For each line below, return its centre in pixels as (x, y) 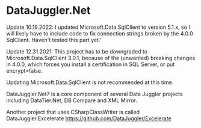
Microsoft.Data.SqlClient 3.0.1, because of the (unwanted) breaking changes (101, 58)
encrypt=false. (25, 70)
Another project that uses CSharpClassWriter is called (73, 112)
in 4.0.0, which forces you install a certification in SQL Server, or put (91, 64)
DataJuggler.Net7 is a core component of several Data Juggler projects (94, 94)
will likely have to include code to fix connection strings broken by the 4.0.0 (100, 33)
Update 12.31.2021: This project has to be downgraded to (77, 51)
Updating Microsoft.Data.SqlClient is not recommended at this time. (90, 82)
